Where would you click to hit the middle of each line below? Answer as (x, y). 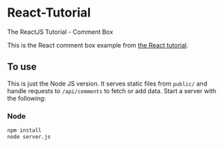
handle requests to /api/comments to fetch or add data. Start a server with (112, 90)
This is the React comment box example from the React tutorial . (98, 45)
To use (22, 67)
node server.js (29, 137)
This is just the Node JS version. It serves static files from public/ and (107, 84)
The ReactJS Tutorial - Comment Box (60, 32)
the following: (27, 98)
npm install (24, 130)
